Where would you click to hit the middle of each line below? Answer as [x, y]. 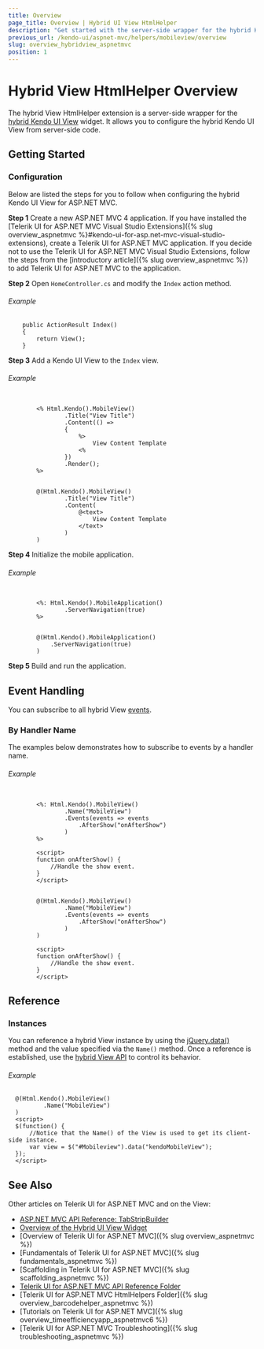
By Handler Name [42, 730]
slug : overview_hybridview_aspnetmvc [70, 45]
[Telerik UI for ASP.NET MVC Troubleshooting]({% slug [108, 1329]
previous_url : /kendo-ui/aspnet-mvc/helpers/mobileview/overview [117, 37]
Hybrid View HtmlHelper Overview [123, 91]
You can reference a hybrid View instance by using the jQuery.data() [119, 1041]
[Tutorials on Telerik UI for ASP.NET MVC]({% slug [101, 1312]
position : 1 [27, 52]
